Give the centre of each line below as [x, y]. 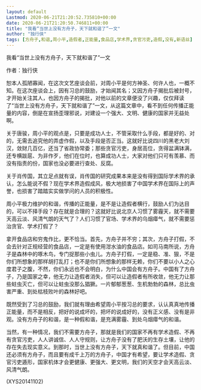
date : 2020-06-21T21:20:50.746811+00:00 [57, 23]
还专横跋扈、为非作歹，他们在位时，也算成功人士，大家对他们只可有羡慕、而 [100, 156]
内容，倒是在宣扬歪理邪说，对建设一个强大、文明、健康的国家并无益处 [103, 113]
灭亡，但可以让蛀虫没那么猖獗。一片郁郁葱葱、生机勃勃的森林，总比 [106, 284]
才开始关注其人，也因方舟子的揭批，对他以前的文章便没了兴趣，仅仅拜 [93, 98]
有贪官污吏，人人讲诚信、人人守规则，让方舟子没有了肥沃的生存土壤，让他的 [100, 339]
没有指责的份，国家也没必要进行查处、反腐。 [61, 163]
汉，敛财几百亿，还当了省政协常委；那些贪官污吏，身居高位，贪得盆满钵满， [100, 148]
